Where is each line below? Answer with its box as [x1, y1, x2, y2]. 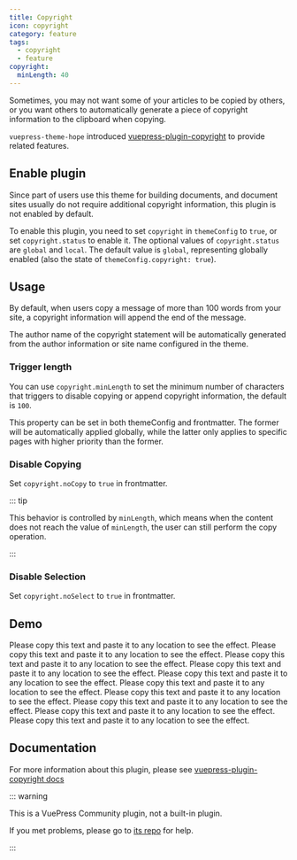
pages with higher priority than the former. [9, 436, 164, 446]
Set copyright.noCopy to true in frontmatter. [9, 477, 168, 488]
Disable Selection [9, 570, 87, 583]
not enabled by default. [9, 208, 95, 219]
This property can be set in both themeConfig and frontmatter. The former [9, 417, 280, 428]
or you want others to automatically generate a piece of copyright [9, 104, 248, 115]
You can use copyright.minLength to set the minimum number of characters [9, 381, 285, 391]
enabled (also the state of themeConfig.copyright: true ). [9, 253, 217, 264]
